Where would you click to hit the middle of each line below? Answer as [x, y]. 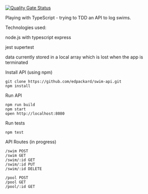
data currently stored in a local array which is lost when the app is [74, 57]
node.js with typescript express [38, 37]
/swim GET [16, 155]
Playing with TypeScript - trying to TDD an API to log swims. [68, 18]
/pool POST [17, 178]
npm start [16, 109]
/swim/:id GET [20, 160]
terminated [17, 62]
